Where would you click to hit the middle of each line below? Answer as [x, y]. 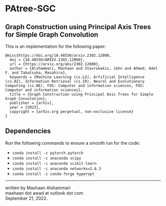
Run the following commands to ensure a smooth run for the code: [73, 143]
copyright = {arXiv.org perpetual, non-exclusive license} [72, 112]
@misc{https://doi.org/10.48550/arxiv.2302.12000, [58, 55]
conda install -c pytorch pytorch [48, 153]
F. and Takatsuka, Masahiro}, [36, 73]
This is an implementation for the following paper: [56, 46]
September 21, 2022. [26, 198]
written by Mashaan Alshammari [38, 188]
